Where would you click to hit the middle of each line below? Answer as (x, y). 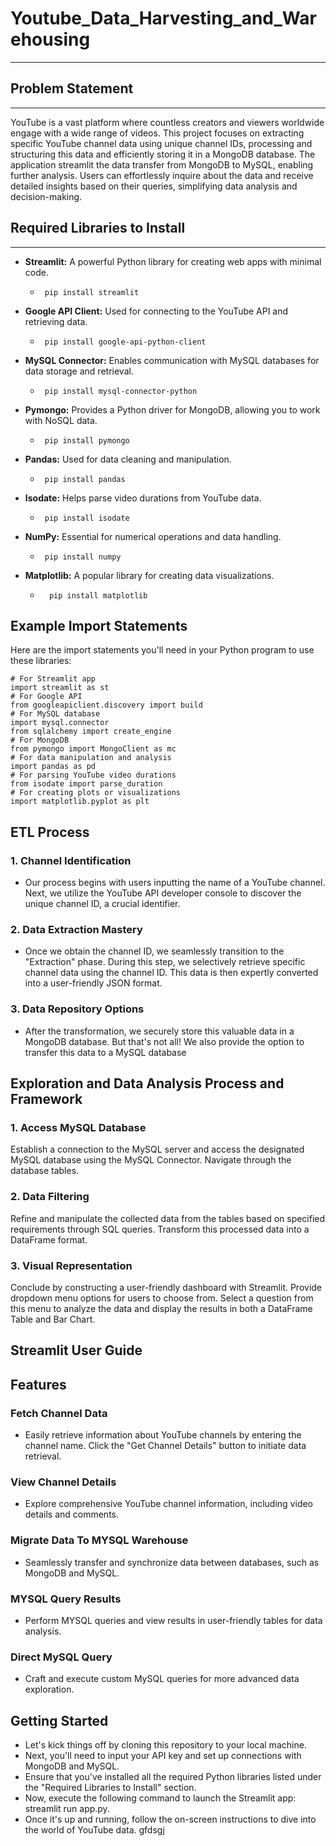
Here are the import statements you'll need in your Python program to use (162, 650)
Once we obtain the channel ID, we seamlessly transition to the (154, 951)
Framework (46, 1099)
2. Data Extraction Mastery (76, 929)
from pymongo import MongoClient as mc (93, 749)
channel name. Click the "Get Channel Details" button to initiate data (165, 1446)
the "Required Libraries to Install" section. (110, 1788)
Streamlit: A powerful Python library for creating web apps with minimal (173, 261)
